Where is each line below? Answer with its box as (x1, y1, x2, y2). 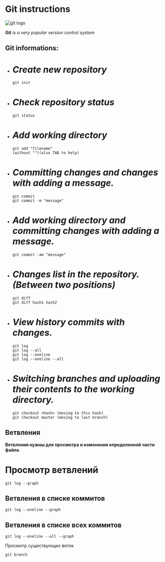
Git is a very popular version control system (5, 29, 95, 35)
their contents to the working (12, 384, 135, 395)
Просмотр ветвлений (5, 464, 99, 476)
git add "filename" (12, 146, 53, 151)
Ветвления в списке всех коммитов (5, 521, 122, 529)
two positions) (55, 279, 115, 291)
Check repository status (12, 97, 115, 108)
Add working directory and (12, 215, 126, 226)
